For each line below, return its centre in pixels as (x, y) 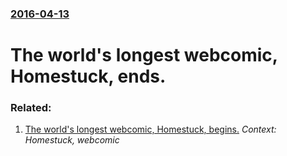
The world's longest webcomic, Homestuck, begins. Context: (150, 129)
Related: (31, 108)
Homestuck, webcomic (72, 140)
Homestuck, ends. (88, 76)
